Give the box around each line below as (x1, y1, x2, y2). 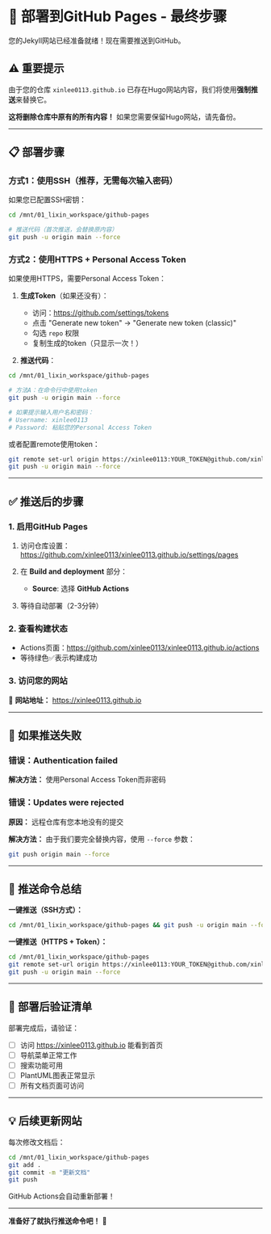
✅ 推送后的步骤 (8, 495, 84, 508)
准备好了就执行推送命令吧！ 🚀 (8, 1216, 107, 1226)
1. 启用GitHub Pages (8, 520, 89, 532)
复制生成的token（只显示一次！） (31, 339, 144, 348)
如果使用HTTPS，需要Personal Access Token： (8, 274, 167, 284)
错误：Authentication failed (8, 755, 119, 766)
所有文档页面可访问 (19, 1080, 85, 1090)
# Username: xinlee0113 (8, 415, 89, 424)
